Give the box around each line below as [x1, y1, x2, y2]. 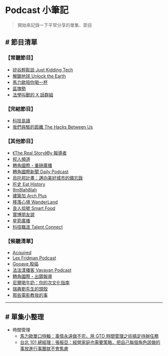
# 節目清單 [5, 38, 37, 46]
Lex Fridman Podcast [12, 254, 56, 260]
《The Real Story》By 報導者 [12, 150, 67, 156]
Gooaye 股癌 [12, 260, 39, 266]
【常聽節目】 [5, 54, 36, 61]
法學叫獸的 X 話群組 [12, 91, 53, 97]
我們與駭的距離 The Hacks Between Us [12, 123, 93, 130]
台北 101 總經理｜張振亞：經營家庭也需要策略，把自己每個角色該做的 [19, 339, 160, 345]
